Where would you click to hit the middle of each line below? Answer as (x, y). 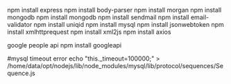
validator (20, 24)
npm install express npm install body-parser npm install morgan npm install (114, 10)
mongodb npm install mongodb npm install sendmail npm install (98, 17)
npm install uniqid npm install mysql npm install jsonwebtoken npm (129, 24)
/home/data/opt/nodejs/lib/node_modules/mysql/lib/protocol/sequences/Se (115, 66)
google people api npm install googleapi (65, 45)
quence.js (22, 73)
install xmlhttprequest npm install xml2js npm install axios (89, 32)
